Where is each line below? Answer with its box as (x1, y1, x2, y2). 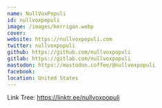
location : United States (7, 74, 79, 82)
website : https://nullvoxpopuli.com (7, 36, 112, 43)
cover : (7, 29, 26, 37)
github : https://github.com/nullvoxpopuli (7, 49, 131, 56)
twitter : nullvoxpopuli (7, 42, 76, 49)
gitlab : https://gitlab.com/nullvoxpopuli (7, 55, 131, 62)
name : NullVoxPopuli (7, 10, 67, 17)
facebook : (7, 68, 36, 75)
